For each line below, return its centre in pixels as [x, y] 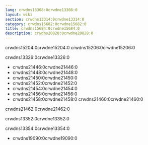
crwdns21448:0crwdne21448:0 [45, 72]
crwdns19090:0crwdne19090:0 [45, 138]
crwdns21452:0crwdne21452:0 [45, 83]
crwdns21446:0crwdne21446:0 [45, 67]
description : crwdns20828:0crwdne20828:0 [49, 33]
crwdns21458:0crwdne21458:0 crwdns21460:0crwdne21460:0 [78, 99]
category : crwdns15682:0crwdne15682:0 [46, 24]
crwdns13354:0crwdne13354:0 [38, 128]
